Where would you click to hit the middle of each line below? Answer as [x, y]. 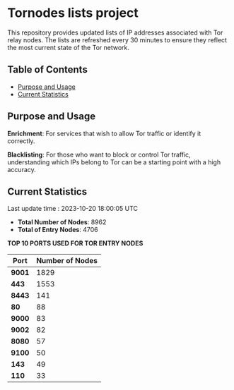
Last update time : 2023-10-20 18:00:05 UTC [73, 209]
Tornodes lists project [73, 13]
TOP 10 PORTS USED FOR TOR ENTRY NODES [75, 243]
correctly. [21, 141]
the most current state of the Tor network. [68, 47]
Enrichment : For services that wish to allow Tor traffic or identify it [104, 133]
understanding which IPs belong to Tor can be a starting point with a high [114, 162]
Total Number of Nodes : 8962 [62, 222]
